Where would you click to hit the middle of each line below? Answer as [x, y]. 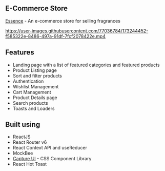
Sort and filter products [37, 75]
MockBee [23, 153]
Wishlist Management [36, 86]
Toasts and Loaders [34, 108]
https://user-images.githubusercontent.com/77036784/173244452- [77, 31]
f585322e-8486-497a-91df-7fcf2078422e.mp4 [56, 36]
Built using [23, 125]
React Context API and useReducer [50, 148]
